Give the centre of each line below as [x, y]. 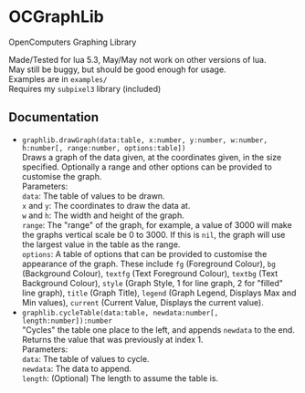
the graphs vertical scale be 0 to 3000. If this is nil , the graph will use [153, 234]
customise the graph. [62, 176]
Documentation [54, 117]
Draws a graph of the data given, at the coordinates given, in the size [152, 157]
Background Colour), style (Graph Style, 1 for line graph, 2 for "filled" [152, 283]
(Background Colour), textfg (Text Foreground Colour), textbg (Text [150, 273]
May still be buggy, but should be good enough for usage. [117, 69]
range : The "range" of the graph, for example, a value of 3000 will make [157, 224]
